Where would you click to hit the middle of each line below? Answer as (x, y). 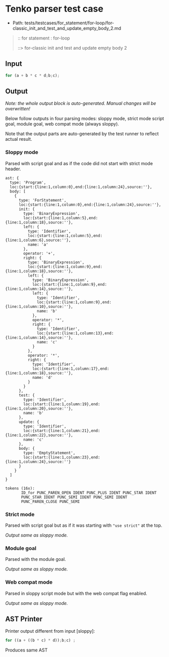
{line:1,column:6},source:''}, (38, 240)
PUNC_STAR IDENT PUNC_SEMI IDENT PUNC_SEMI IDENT (74, 497)
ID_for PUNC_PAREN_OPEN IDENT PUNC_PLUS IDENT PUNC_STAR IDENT (89, 493)
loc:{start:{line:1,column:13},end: (75, 333)
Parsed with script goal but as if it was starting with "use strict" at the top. (84, 525)
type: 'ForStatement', (42, 200)
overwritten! (18, 109)
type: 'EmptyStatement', (49, 453)
